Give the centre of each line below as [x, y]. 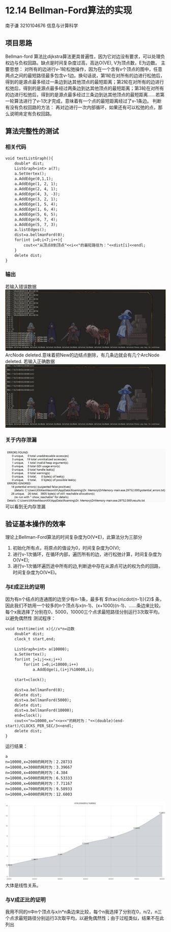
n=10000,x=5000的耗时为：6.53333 [39, 778]
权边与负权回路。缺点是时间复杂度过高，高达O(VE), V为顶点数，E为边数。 [83, 63]
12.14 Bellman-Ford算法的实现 [69, 10]
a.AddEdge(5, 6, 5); [36, 214]
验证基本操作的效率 [35, 524]
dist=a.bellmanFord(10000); [44, 710]
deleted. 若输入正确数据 [30, 361]
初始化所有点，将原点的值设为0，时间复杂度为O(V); [66, 548]
